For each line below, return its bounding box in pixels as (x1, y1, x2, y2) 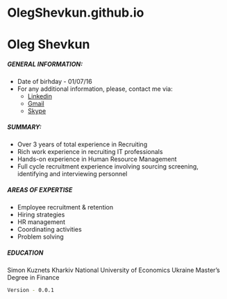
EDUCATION (7, 248, 44, 257)
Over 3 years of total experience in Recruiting (17, 140, 148, 148)
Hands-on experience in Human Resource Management (17, 155, 177, 164)
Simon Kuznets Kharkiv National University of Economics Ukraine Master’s (7, 266, 221, 275)
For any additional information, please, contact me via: (17, 85, 173, 93)
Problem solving (17, 232, 64, 241)
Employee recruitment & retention (17, 203, 114, 212)
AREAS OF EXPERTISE (7, 185, 73, 194)
